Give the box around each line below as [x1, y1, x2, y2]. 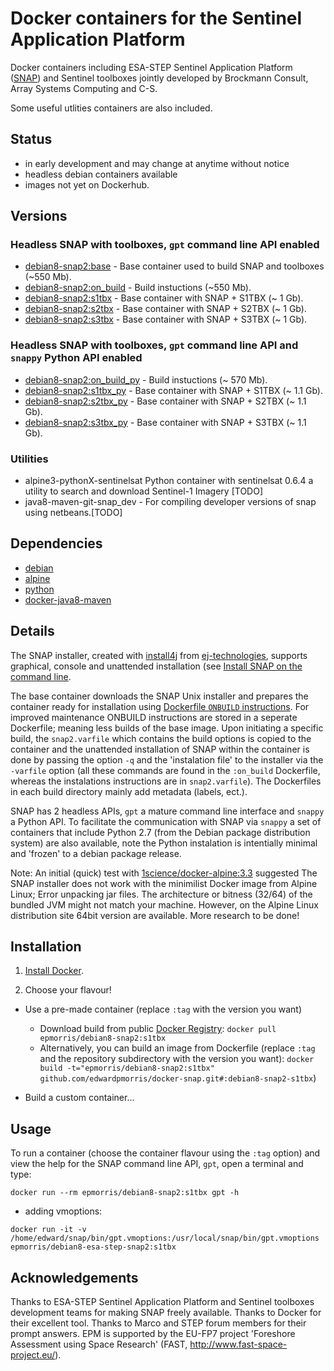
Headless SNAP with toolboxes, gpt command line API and [10, 338, 299, 352]
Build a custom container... [24, 1092, 135, 1104]
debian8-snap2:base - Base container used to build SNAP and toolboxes [24, 260, 325, 272]
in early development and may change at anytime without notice [24, 157, 290, 169]
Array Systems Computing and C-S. [10, 82, 158, 94]
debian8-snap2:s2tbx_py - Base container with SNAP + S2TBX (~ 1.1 [24, 395, 307, 407]
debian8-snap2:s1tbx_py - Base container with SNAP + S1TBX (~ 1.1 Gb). [24, 384, 323, 396]
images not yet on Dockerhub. [24, 178, 150, 191]
